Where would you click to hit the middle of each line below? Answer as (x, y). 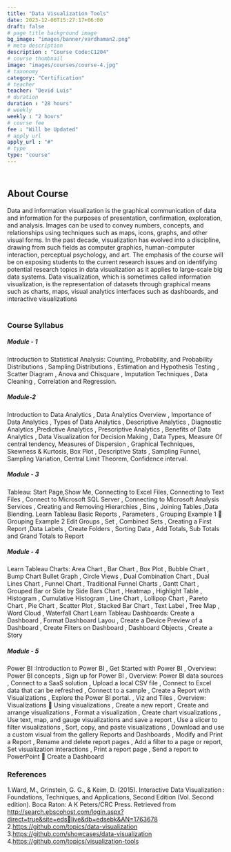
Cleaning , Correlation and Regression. (62, 381)
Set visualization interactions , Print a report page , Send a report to (103, 749)
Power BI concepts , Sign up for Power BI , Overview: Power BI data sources (115, 676)
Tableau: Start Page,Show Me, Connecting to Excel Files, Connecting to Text (115, 492)
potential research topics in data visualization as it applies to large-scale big (115, 269)
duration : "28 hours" (40, 104)
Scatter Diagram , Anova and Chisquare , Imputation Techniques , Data (108, 373)
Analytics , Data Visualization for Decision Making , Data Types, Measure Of (115, 436)
